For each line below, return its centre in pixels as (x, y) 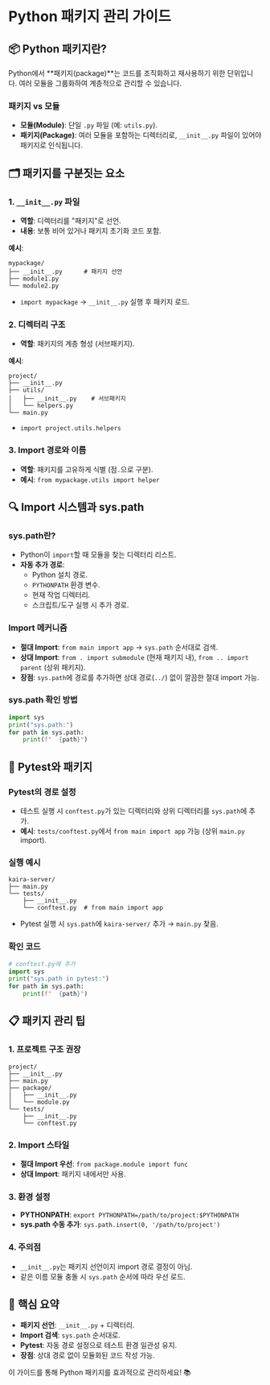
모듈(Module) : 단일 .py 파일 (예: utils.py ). (89, 125)
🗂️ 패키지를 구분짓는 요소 (67, 173)
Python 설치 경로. (60, 575)
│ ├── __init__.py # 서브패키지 (67, 399)
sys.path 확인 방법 (43, 700)
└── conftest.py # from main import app (93, 908)
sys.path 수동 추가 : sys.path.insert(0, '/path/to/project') (120, 1225)
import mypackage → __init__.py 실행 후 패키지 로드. (105, 301)
